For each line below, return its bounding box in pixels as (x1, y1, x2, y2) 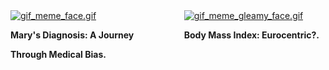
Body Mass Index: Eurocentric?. (183, 29, 320, 41)
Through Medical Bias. (10, 49, 107, 60)
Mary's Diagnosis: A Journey (10, 29, 135, 41)
